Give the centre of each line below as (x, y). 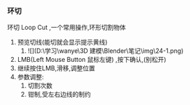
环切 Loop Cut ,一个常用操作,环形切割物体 (67, 27)
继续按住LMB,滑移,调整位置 (56, 68)
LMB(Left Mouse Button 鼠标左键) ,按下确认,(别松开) (92, 60)
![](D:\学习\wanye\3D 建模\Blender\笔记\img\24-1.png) (105, 51)
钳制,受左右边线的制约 (59, 95)
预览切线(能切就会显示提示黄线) (62, 42)
